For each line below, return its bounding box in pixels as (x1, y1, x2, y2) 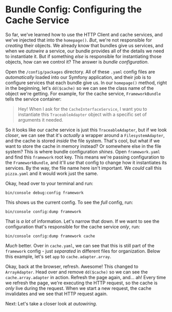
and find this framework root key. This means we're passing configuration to (5, 154, 165, 160)
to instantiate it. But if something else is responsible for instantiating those (5, 53, 162, 60)
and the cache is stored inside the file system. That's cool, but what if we (5, 138, 160, 144)
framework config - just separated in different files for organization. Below (5, 248, 161, 254)
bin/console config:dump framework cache (5, 233, 95, 239)
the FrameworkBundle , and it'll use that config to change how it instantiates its (5, 159, 167, 165)
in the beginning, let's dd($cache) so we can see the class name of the (5, 85, 154, 91)
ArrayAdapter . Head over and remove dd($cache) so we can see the (5, 268, 148, 275)
